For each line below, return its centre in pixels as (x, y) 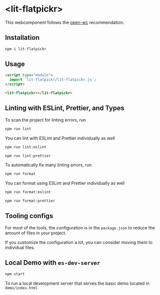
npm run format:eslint (28, 192)
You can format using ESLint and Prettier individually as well (65, 183)
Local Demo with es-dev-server (53, 263)
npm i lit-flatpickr (26, 49)
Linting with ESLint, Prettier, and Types (65, 108)
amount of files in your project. (36, 233)
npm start (15, 274)
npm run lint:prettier (28, 156)
